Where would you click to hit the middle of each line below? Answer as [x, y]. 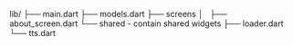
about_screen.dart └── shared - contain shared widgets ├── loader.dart [146, 23]
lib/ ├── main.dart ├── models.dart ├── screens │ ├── [118, 14]
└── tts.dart [33, 33]
